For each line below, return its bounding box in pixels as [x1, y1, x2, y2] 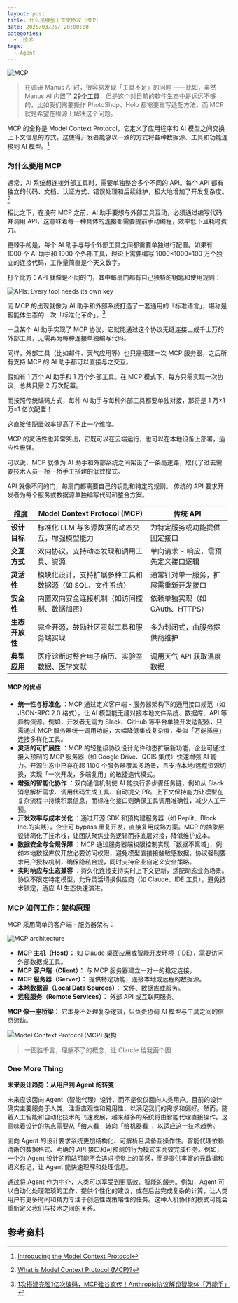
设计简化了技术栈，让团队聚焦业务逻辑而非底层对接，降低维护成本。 [17, 831, 214, 839]
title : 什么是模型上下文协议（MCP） [7, 17, 101, 24]
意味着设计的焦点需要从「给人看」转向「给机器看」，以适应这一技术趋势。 [7, 1122, 219, 1130]
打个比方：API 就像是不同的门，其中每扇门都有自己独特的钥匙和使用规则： [7, 273, 222, 281]
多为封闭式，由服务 [150, 623, 214, 633]
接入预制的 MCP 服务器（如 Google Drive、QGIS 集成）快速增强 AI [17, 752, 209, 761]
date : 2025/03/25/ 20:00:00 [7, 23, 90, 30]
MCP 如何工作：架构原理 [7, 903, 91, 913]
